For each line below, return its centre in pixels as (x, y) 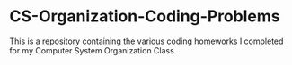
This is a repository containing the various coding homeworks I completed (146, 41)
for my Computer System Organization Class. (93, 50)
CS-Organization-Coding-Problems (145, 16)
